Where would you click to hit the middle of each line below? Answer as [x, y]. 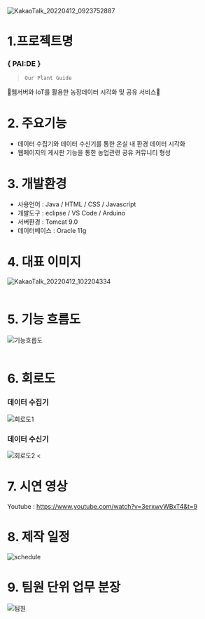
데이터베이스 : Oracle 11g [52, 231]
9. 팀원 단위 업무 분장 [64, 588]
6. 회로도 [31, 379]
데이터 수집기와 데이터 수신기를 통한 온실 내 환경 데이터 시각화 [101, 144]
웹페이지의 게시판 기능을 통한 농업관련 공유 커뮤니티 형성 [94, 153]
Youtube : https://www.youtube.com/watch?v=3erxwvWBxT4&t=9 [102, 506]
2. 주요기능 [37, 123]
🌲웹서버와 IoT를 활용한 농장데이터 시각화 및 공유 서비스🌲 [84, 92]
